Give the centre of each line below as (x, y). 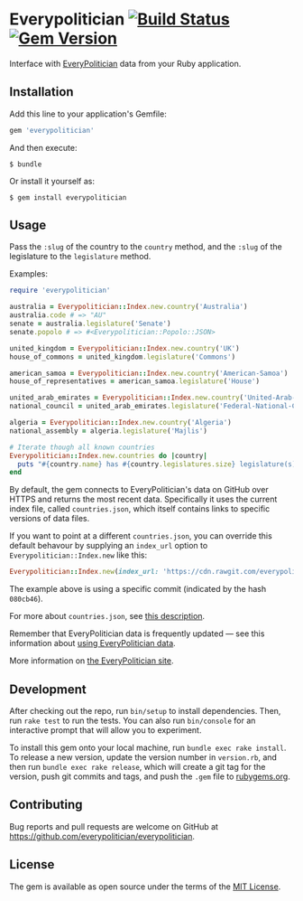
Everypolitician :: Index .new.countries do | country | (108, 455)
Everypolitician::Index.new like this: (78, 555)
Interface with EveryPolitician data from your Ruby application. (125, 63)
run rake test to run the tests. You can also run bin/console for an (133, 720)
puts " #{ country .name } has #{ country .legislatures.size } (127, 464)
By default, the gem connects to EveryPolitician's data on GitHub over (139, 490)
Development (48, 689)
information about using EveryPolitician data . (92, 643)
